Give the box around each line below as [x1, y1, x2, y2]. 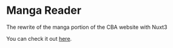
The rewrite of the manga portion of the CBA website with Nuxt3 [6, 23, 168, 31]
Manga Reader [6, 4, 82, 17]
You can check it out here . [6, 35, 72, 42]
